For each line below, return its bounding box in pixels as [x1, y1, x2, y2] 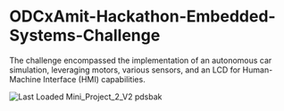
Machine [9, 73, 42, 84]
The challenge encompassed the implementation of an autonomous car [9, 55, 272, 65]
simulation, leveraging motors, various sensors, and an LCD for [9, 64, 241, 75]
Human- [242, 64, 273, 75]
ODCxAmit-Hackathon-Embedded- [9, 6, 276, 27]
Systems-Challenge [9, 25, 161, 46]
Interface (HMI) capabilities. [43, 73, 146, 84]
